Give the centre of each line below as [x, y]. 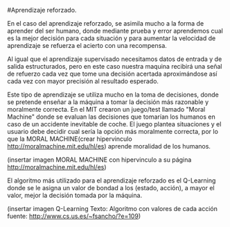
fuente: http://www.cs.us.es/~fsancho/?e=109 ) [74, 216]
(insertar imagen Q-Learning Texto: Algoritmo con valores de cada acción [113, 209]
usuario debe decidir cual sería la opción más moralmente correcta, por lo [113, 132]
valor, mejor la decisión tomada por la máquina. [75, 195]
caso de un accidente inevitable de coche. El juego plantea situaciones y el [114, 124]
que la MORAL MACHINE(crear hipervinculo [70, 139]
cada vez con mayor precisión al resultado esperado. [83, 81]
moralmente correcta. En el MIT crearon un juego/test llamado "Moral [106, 109]
